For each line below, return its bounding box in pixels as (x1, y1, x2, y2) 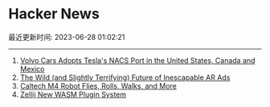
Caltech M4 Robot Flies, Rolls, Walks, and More (19, 81, 177, 90)
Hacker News (8, 5, 100, 23)
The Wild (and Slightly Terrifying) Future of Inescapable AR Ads (19, 73, 231, 82)
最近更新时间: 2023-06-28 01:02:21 (8, 32, 125, 42)
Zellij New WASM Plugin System (19, 89, 127, 99)
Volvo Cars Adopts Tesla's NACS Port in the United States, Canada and (19, 55, 256, 65)
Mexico (19, 64, 45, 73)
